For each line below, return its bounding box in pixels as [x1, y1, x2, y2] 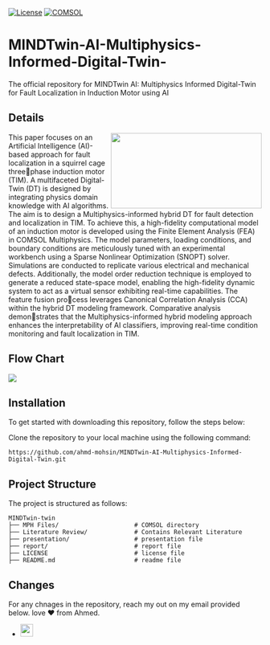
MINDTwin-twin [8, 514, 56, 522]
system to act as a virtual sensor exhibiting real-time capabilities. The [8, 286, 239, 296]
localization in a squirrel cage [8, 157, 106, 168]
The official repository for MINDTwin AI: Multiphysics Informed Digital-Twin [8, 79, 257, 88]
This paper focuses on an [8, 133, 93, 142]
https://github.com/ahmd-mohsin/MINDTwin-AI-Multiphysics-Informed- [8, 448, 243, 457]
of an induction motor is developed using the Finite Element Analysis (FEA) [8, 226, 256, 236]
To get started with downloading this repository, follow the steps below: [8, 418, 245, 427]
